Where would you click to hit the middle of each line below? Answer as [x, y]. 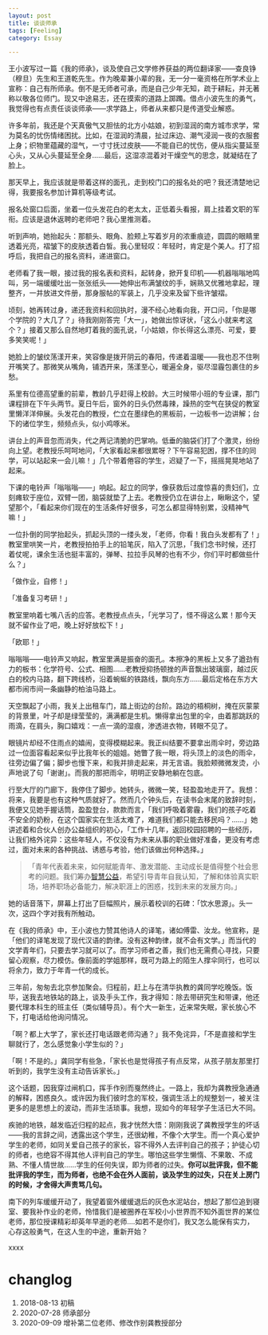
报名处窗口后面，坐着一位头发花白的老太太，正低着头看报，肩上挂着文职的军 [134, 209]
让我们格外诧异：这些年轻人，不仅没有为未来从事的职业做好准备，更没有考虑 [134, 839]
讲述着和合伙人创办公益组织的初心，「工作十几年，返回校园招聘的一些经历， [132, 830]
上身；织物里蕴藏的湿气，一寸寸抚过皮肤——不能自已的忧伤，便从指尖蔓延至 [134, 145]
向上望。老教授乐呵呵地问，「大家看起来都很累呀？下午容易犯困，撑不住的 [129, 451]
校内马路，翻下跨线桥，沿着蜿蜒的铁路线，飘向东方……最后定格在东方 [136, 679]
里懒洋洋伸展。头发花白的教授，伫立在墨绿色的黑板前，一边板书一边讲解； [130, 414]
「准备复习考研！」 [40, 598]
